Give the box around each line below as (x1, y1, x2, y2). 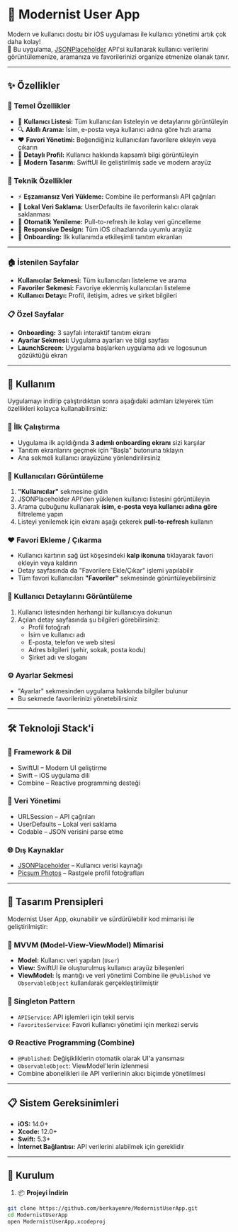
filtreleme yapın (17, 510, 64, 518)
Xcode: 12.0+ (17, 1127, 58, 1135)
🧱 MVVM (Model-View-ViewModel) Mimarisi (7, 940, 164, 950)
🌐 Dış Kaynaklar (7, 845, 64, 854)
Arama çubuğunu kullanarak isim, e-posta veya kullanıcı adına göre (17, 502, 217, 510)
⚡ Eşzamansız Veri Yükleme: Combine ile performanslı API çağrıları (17, 192, 216, 201)
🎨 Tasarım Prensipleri (7, 896, 104, 908)
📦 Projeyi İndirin (17, 1189, 69, 1197)
